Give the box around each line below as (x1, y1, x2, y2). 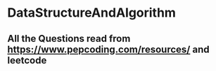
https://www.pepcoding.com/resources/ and (7, 43, 210, 55)
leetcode (7, 54, 47, 66)
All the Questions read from (7, 33, 131, 45)
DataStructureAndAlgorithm (7, 5, 176, 21)
